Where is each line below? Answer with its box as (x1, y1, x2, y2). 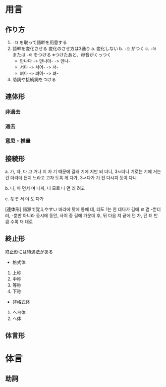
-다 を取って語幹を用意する (12, 40, 67, 45)
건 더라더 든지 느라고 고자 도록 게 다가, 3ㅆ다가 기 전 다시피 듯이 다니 (5, 174, 137, 180)
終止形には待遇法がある (5, 248, 53, 255)
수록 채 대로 (10, 219, 33, 224)
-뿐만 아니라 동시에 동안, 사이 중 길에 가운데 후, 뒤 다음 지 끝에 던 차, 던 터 (11, 212, 153, 218)
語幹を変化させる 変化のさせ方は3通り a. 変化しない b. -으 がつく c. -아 (12, 46, 156, 52)
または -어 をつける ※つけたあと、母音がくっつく (12, 52, 111, 57)
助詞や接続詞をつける (12, 77, 56, 82)
